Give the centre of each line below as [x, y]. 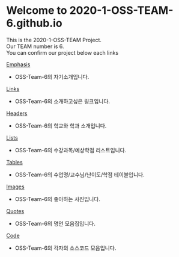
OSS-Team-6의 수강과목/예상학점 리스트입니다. [71, 150]
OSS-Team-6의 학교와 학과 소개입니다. [61, 125]
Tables [14, 162]
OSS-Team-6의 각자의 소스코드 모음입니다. [65, 248]
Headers [17, 113]
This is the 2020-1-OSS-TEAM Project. [54, 40]
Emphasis [18, 64]
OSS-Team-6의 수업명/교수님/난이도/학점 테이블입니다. [80, 175]
